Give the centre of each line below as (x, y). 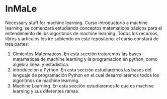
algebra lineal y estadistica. (41, 64)
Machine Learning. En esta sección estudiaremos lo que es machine (83, 85)
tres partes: (17, 44)
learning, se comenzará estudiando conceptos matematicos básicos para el (84, 28)
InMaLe (21, 9)
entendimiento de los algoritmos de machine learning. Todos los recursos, (82, 33)
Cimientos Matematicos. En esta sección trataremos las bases (77, 54)
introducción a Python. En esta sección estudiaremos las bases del (82, 70)
